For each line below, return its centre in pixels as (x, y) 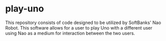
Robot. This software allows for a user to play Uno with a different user (79, 27)
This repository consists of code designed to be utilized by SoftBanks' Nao (83, 22)
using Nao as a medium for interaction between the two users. (70, 33)
